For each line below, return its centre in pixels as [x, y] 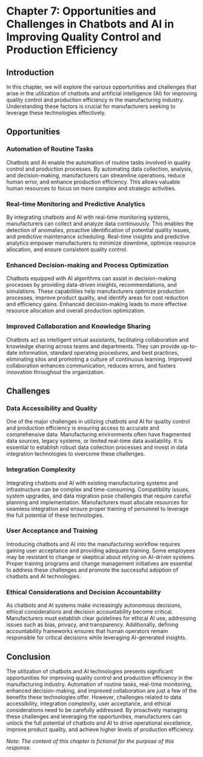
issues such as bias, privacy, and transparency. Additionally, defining [92, 625]
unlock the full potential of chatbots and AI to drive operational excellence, [99, 723]
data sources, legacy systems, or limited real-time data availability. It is [95, 441]
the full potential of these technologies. [55, 515]
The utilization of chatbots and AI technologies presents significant [90, 671]
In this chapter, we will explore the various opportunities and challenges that [101, 87]
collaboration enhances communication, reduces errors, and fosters [91, 365]
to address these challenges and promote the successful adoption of [92, 570]
